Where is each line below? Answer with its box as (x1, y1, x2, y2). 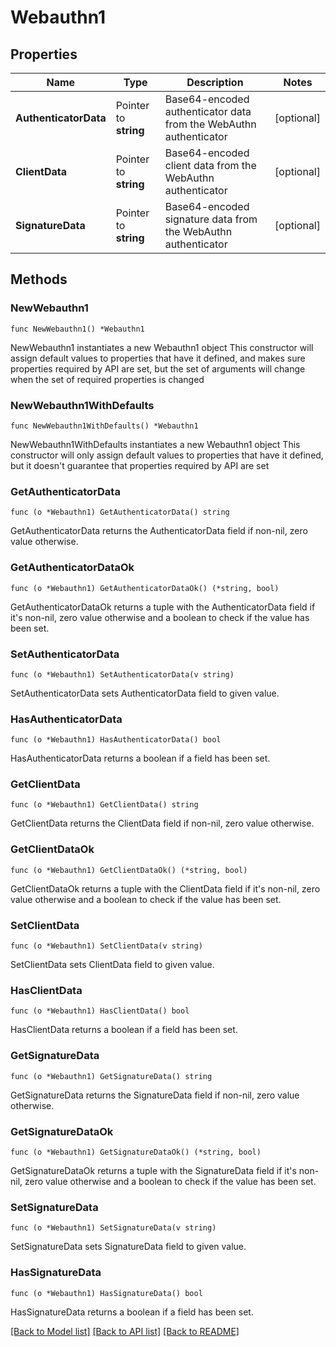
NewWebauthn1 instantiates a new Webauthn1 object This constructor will (10, 341, 314, 353)
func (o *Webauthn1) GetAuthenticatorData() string (10, 507, 230, 518)
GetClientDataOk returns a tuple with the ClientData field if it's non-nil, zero (10, 882, 321, 895)
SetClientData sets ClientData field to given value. (10, 959, 215, 971)
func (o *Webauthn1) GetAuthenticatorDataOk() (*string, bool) (10, 583, 280, 593)
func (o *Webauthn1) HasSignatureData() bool (10, 1288, 203, 1298)
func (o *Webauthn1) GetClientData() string (10, 800, 199, 810)
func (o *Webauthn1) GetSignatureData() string (10, 1071, 213, 1081)
